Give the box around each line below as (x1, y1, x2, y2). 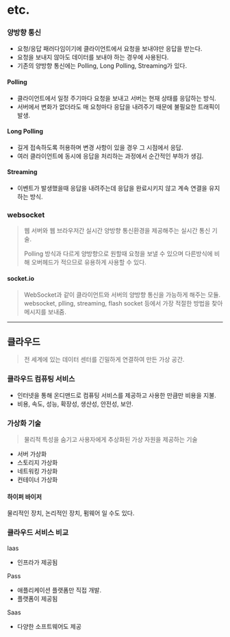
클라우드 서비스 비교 (7, 528, 69, 538)
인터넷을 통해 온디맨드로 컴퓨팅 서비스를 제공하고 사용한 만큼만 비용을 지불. (16, 391, 217, 399)
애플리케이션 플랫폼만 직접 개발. (16, 586, 101, 594)
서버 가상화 (16, 450, 47, 458)
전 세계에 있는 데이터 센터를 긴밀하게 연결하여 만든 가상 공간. (23, 355, 185, 364)
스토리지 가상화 (16, 458, 58, 466)
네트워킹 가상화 (16, 467, 58, 475)
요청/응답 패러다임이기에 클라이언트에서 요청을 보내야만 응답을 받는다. (16, 45, 203, 53)
